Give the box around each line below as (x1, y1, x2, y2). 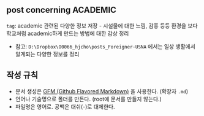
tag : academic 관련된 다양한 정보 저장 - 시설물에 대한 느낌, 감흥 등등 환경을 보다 (6, 21, 198, 29)
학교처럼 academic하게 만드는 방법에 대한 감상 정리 (6, 29, 129, 37)
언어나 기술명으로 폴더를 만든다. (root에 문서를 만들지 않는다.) (15, 95, 162, 102)
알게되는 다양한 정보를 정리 (15, 50, 80, 58)
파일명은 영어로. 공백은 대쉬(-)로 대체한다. (15, 102, 115, 110)
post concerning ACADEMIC (6, 5, 116, 15)
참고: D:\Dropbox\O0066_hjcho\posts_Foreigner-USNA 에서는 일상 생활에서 (15, 42, 196, 50)
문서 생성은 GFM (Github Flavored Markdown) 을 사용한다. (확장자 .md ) (15, 87, 189, 95)
